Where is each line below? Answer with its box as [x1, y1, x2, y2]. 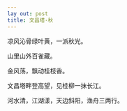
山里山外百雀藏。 [7, 52, 57, 60]
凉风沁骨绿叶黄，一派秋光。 [7, 36, 87, 45]
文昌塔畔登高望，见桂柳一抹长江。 [7, 81, 105, 89]
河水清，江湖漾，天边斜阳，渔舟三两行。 [7, 96, 124, 105]
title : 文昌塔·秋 [7, 17, 54, 24]
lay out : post [7, 10, 49, 17]
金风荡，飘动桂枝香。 [7, 66, 68, 75]
